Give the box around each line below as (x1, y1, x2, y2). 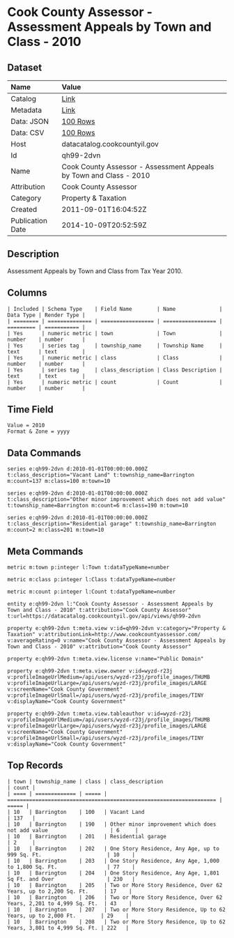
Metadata (10, 105, 42, 115)
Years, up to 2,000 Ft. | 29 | (7, 912, 130, 919)
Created (10, 205, 38, 214)
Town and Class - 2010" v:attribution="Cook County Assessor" (7, 643, 192, 650)
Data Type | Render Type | (7, 312, 86, 318)
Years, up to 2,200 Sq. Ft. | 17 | (7, 888, 132, 895)
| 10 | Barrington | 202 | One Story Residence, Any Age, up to (7, 845, 219, 852)
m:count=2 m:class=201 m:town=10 (7, 527, 104, 534)
